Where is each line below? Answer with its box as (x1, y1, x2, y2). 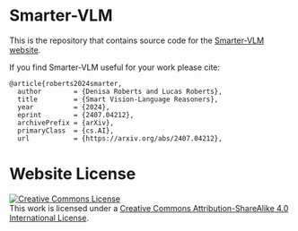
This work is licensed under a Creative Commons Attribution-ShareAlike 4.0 (9, 202, 289, 213)
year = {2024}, (17, 102, 110, 112)
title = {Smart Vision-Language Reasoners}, (17, 95, 219, 104)
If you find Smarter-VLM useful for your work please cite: (9, 62, 221, 73)
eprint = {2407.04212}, (17, 110, 135, 119)
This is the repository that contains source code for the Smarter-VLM (9, 35, 265, 46)
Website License (9, 164, 136, 184)
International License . (9, 212, 90, 223)
